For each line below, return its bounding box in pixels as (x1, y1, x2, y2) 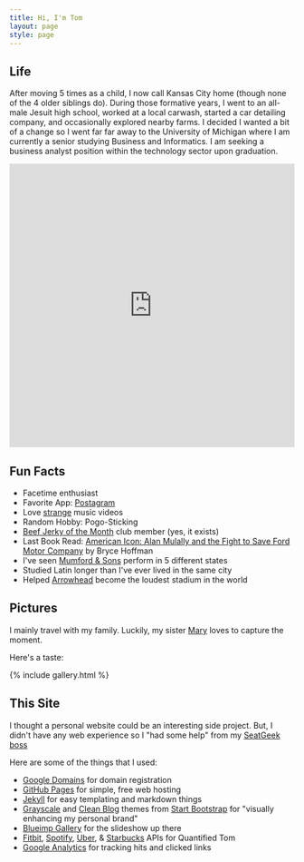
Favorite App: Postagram (22, 497, 116, 508)
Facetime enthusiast (22, 487, 99, 498)
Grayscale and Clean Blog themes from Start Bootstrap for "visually (22, 803, 274, 814)
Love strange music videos (22, 507, 124, 517)
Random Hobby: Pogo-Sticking (22, 516, 138, 527)
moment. (9, 634, 43, 645)
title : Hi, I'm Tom (9, 13, 83, 23)
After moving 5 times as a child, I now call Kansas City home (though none (9, 88, 287, 99)
